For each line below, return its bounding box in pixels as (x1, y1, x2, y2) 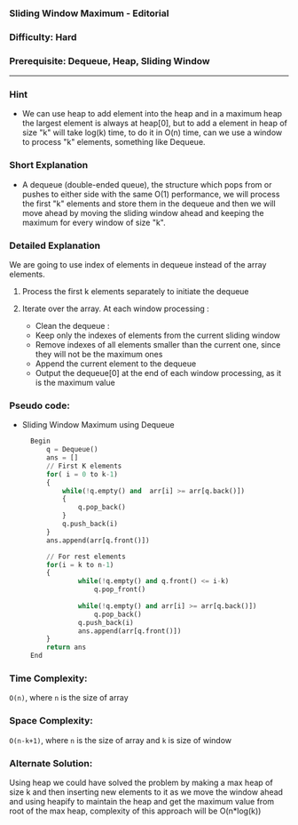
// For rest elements (45, 552, 126, 561)
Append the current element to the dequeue (35, 358, 197, 369)
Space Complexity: (9, 715, 93, 727)
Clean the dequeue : (35, 321, 110, 332)
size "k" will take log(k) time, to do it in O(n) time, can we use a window (21, 127, 283, 138)
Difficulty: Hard (9, 30, 77, 43)
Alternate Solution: (9, 757, 93, 769)
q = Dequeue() (45, 445, 98, 454)
